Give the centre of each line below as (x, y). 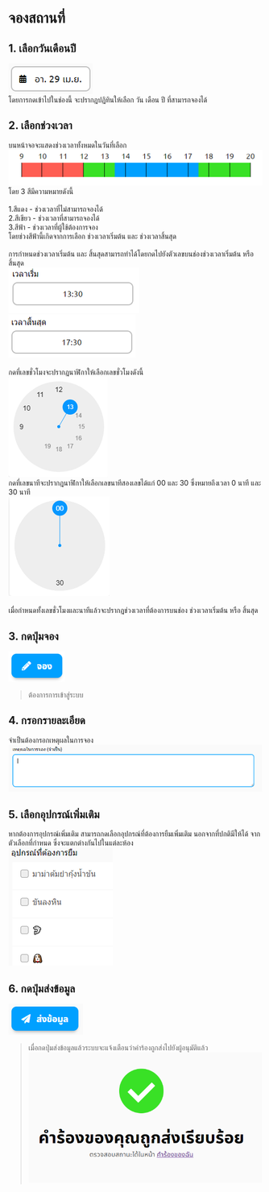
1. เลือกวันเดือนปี (42, 48)
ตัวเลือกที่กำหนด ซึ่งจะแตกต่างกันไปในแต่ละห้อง (71, 843)
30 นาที (19, 492)
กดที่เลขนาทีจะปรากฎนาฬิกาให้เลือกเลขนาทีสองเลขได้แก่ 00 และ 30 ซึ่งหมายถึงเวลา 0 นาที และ (135, 483)
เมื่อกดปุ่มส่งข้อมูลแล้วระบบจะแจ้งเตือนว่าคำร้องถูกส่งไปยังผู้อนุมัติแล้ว (118, 1048)
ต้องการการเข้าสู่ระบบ (56, 694)
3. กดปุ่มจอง (33, 636)
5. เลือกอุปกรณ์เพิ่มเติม (54, 814)
